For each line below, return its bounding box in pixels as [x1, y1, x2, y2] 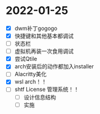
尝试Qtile [14, 55, 38, 63]
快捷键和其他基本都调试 [14, 32, 74, 40]
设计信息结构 [23, 93, 56, 101]
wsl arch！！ [14, 78, 47, 85]
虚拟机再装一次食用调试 [14, 48, 74, 55]
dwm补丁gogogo [14, 24, 58, 32]
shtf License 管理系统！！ [14, 86, 80, 93]
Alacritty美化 [14, 71, 47, 78]
